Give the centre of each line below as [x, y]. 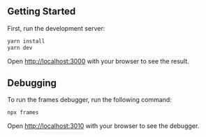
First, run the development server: [56, 28]
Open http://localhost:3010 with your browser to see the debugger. [103, 126]
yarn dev [20, 48]
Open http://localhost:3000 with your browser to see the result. [98, 61]
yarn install [26, 41]
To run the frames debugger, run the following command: [90, 100]
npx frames [23, 113]
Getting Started [42, 12]
